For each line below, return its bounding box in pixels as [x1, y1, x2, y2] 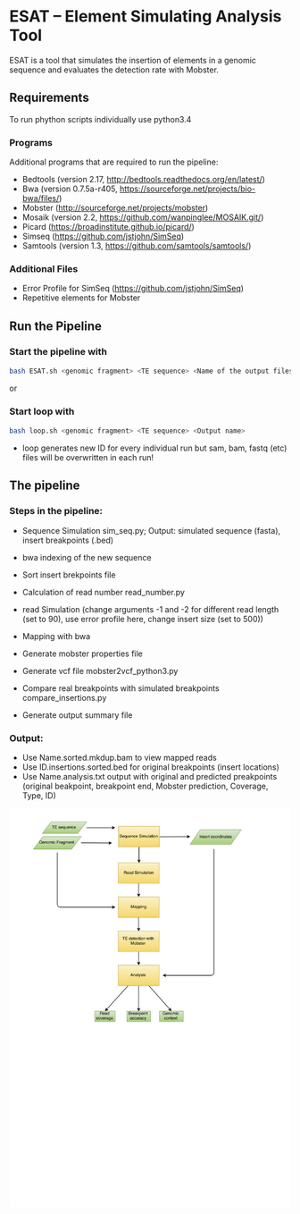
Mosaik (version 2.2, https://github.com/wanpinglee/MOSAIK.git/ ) [21, 212, 264, 223]
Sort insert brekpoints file [21, 569, 116, 580]
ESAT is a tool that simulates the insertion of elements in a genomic [9, 55, 257, 65]
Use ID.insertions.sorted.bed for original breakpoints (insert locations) [21, 762, 279, 772]
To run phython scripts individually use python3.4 [9, 114, 192, 124]
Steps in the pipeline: [9, 505, 104, 518]
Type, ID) [21, 790, 56, 801]
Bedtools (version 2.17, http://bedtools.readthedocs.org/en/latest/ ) [21, 174, 266, 185]
